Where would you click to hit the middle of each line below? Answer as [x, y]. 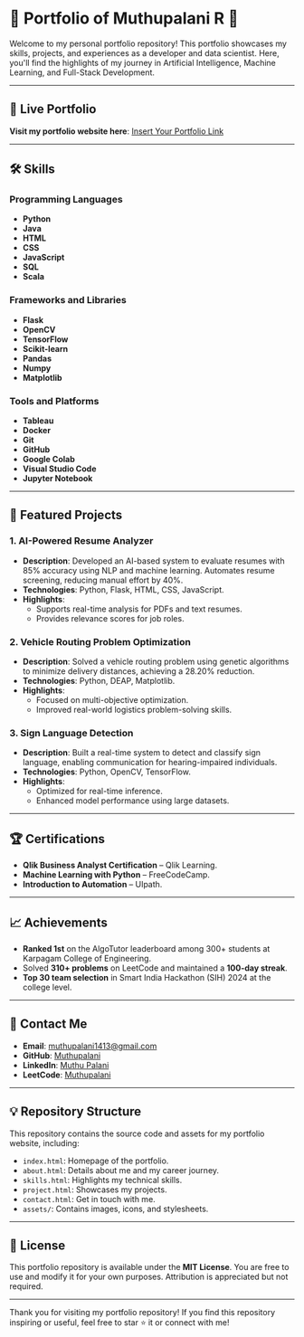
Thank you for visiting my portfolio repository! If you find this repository [142, 1313]
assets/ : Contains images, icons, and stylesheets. [115, 1209]
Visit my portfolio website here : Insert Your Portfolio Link [117, 131]
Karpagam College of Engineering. [87, 958]
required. [26, 1286]
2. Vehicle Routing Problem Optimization [100, 641]
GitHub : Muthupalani [62, 1055]
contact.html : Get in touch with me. [89, 1199]
